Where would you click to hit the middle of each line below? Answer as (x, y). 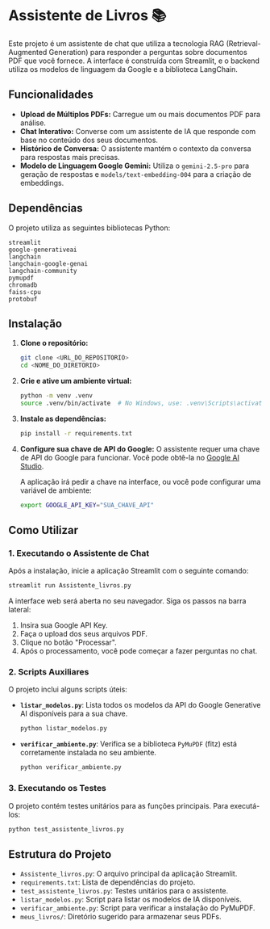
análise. (33, 123)
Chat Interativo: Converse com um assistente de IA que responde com (138, 131)
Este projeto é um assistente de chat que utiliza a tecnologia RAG (116, 43)
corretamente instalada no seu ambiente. (88, 753)
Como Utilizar (44, 530)
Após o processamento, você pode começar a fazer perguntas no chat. (139, 651)
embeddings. (42, 183)
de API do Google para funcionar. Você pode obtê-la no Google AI (130, 457)
